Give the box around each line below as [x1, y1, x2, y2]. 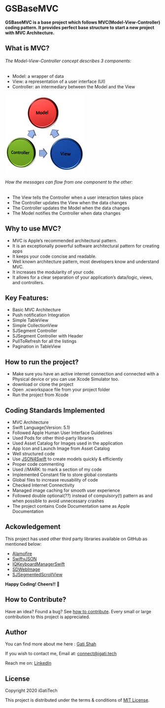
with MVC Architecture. [5, 30, 55, 36]
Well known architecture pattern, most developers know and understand [12, 259, 159, 264]
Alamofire [12, 551, 33, 557]
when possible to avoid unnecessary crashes [12, 498, 104, 504]
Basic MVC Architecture [12, 307, 61, 313]
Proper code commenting [12, 461, 65, 467]
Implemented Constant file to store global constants [12, 472, 118, 478]
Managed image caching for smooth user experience [12, 487, 120, 493]
